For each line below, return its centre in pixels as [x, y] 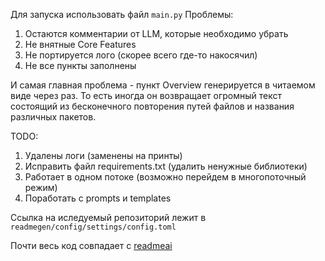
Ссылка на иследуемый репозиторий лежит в [108, 217]
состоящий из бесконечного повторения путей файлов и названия [152, 106]
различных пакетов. [53, 117]
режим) [41, 187]
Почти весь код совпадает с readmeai [91, 245]
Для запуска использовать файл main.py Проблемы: [122, 14]
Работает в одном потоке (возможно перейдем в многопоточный [165, 177]
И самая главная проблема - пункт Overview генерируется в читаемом [163, 85]
